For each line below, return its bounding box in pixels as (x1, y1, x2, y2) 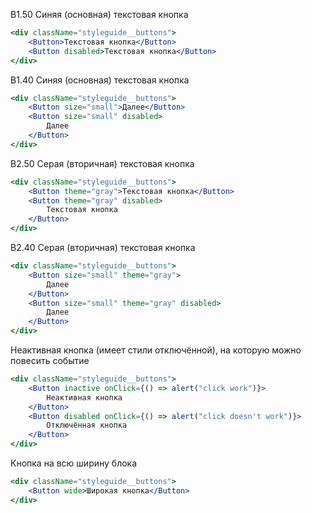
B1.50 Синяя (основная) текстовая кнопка (10, 9, 189, 20)
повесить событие (10, 355, 90, 366)
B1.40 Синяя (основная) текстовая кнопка (10, 74, 190, 86)
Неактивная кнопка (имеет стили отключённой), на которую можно (10, 344, 302, 356)
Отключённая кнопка (46, 420, 128, 431)
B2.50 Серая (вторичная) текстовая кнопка (10, 157, 195, 169)
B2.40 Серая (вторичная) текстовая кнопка (10, 242, 196, 253)
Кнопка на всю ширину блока (10, 457, 138, 469)
